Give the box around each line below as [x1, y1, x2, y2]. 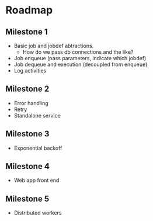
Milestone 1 [5, 27, 48, 37]
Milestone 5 [5, 194, 50, 203]
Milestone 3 [5, 129, 50, 139]
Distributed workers [13, 209, 62, 216]
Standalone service [13, 112, 61, 119]
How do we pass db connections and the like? [22, 49, 134, 56]
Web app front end [13, 177, 60, 184]
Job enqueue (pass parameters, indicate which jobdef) [13, 55, 147, 61]
